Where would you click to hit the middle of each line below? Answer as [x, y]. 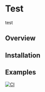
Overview [21, 38]
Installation [23, 55]
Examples [21, 72]
